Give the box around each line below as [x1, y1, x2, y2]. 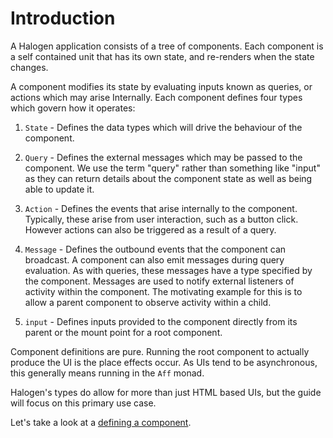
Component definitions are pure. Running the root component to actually [10, 345, 310, 357]
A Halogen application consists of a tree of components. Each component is [10, 40, 324, 52]
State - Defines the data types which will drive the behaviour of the [24, 121, 303, 133]
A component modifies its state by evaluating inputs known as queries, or [10, 80, 313, 92]
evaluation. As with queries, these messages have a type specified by [24, 264, 313, 276]
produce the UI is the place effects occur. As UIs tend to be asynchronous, [10, 356, 318, 368]
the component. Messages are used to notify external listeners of [24, 275, 295, 287]
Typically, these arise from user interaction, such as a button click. [24, 213, 299, 225]
